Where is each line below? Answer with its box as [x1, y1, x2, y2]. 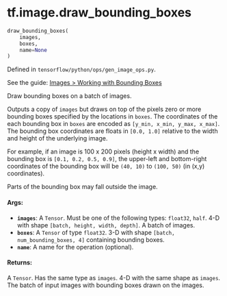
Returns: [7, 258, 33, 267]
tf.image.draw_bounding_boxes [7, 5, 192, 21]
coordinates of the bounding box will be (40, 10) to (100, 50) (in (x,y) [7, 162, 205, 171]
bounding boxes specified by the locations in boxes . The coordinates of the [7, 112, 218, 121]
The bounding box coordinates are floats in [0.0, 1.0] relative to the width [7, 127, 218, 135]
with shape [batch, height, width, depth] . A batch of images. [16, 221, 196, 229]
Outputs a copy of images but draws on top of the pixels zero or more [7, 105, 202, 114]
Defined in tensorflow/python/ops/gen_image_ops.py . [7, 65, 156, 73]
